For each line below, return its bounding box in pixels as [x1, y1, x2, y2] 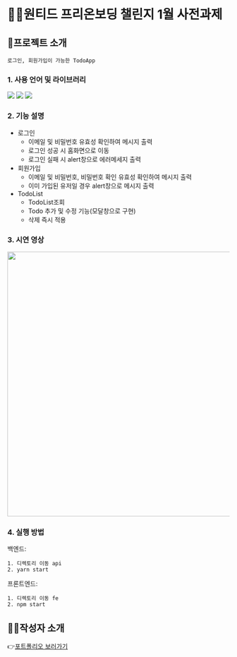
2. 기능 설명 [7, 111, 44, 121]
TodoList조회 [28, 198, 65, 206]
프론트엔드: [7, 579, 38, 588]
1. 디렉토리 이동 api [7, 560, 62, 567]
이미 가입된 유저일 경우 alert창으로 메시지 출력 [28, 181, 154, 190]
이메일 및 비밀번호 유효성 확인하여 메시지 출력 [28, 137, 153, 145]
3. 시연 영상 [7, 234, 44, 244]
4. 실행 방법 [7, 527, 44, 537]
